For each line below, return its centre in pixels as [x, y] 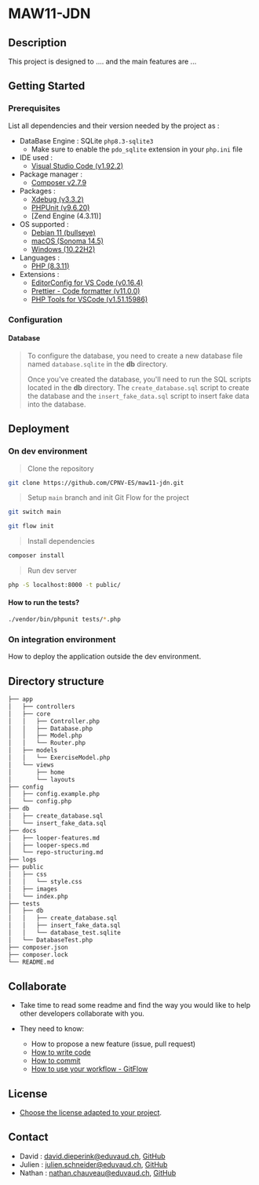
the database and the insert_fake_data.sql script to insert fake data [138, 396]
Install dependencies [61, 541]
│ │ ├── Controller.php [54, 721]
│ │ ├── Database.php [50, 728]
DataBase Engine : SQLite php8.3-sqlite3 [86, 140]
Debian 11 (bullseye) [63, 232]
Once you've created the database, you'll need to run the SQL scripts [139, 379]
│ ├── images [33, 889]
